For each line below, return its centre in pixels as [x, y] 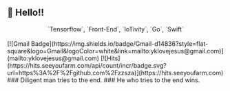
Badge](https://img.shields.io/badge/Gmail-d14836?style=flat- [119, 43]
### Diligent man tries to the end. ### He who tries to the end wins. [104, 80]
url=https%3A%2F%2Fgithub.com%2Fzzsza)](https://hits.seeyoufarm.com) [115, 73]
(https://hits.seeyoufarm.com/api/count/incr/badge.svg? [87, 65]
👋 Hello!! [26, 13]
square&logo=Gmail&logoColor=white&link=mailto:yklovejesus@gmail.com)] [115, 51]
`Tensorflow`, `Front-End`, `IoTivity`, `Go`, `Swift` [116, 29]
